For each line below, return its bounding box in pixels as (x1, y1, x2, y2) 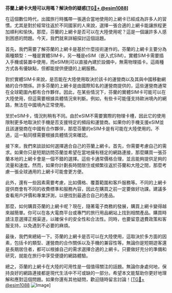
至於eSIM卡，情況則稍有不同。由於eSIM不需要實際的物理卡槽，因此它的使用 (5, 113, 166, 119)
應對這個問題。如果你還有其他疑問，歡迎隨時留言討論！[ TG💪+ (14, 277, 145, 282)
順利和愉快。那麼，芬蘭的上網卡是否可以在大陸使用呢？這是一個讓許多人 (9, 29, 162, 35)
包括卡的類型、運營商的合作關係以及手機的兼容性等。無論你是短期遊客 (14, 240, 162, 246)
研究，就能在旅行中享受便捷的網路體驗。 (5, 252, 91, 259)
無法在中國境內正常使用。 (14, 102, 68, 108)
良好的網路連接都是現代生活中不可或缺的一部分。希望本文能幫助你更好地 (9, 270, 162, 276)
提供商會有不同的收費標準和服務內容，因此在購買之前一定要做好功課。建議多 (5, 186, 167, 192)
